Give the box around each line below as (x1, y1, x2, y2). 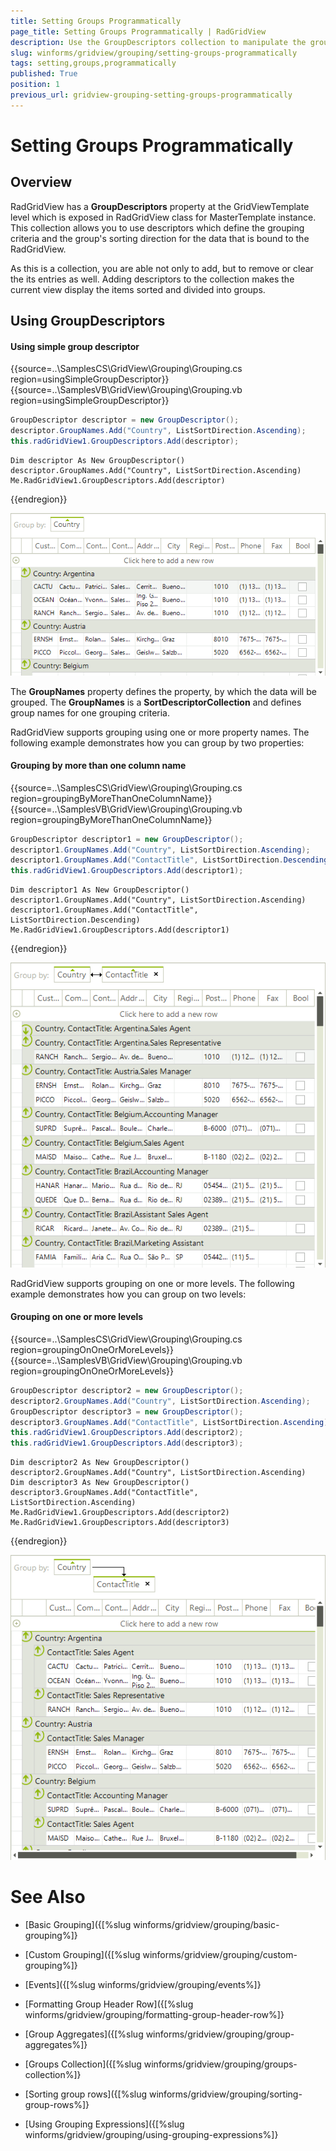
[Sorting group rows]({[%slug (24, 2088, 148, 2100)
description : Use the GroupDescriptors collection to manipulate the (10, 37, 307, 47)
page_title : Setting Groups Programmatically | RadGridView (10, 26, 267, 37)
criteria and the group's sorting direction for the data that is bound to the (10, 232, 310, 244)
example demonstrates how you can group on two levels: (10, 1288, 247, 1300)
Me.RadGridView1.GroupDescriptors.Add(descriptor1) (10, 925, 230, 935)
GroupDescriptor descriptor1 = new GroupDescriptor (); (10, 834, 244, 844)
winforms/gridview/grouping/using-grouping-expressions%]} (24, 2128, 279, 2140)
